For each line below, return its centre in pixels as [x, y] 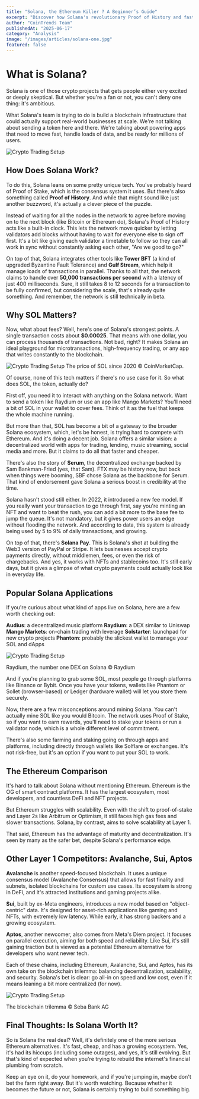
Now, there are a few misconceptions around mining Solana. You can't [92, 709]
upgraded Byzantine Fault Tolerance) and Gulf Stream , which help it [89, 265]
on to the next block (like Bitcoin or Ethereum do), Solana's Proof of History [98, 221]
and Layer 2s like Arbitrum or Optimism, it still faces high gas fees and [92, 816]
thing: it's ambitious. [31, 103]
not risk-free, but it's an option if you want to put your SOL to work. [88, 753]
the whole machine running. [40, 415]
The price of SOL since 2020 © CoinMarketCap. [125, 366]
